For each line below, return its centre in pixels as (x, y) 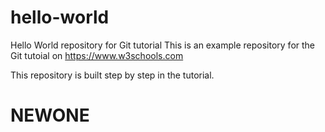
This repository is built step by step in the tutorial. (112, 75)
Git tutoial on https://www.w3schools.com (97, 55)
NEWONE (50, 115)
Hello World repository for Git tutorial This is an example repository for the (163, 45)
